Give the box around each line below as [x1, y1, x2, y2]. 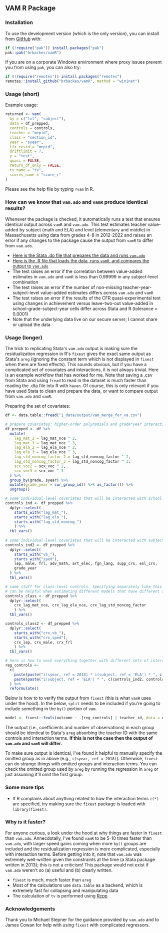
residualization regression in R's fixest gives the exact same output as [5, 351, 151, 357]
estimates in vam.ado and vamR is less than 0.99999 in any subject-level [12, 273, 158, 279]
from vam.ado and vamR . [5, 393, 52, 400]
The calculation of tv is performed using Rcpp [12, 892, 107, 898]
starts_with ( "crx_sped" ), [14, 635, 68, 640]
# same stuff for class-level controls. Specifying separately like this [5, 584, 162, 589]
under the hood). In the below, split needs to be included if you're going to [5, 701, 161, 707]
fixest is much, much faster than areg [12, 876, 91, 883]
